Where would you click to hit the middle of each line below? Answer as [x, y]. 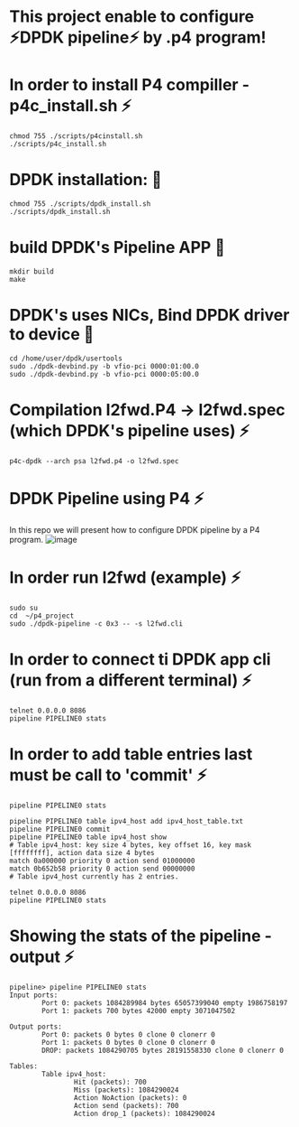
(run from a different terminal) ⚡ [131, 680]
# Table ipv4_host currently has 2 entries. [94, 876]
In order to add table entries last [131, 754]
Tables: [24, 1066]
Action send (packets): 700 [126, 1105]
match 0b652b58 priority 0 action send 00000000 [102, 869]
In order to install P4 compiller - [130, 85]
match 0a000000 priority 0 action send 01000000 [102, 861]
